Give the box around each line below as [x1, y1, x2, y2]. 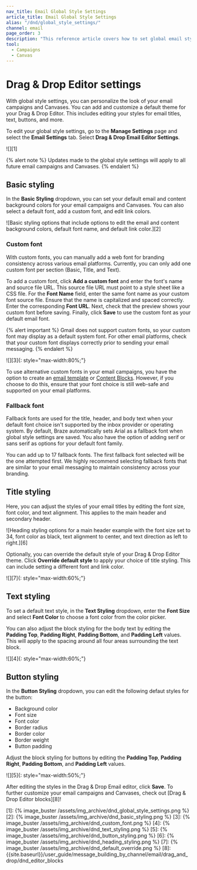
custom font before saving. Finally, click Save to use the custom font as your [6, 308, 191, 316]
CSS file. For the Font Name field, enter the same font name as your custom [6, 290, 189, 297]
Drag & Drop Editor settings [6, 78, 142, 91]
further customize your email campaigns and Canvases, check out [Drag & [6, 789, 186, 796]
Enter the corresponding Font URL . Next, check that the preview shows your [6, 303, 191, 310]
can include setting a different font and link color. [6, 563, 125, 570]
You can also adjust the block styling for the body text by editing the [6, 625, 171, 632]
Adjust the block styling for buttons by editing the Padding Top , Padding [6, 754, 182, 761]
